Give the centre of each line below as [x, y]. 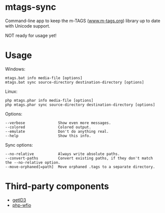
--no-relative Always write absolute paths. [63, 154]
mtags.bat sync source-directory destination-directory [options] [75, 82]
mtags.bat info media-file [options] [44, 78]
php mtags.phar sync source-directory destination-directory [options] [80, 105]
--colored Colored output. [48, 127]
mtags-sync [31, 7]
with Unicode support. [28, 26]
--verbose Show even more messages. [58, 123]
